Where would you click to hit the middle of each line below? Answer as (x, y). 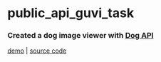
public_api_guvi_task (71, 13)
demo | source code (37, 51)
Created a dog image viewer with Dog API (80, 36)
